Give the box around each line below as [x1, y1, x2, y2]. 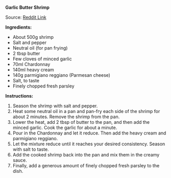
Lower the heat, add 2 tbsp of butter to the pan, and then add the [12, 119, 150, 125]
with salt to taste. [12, 146, 50, 152]
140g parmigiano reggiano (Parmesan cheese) [12, 72, 111, 78]
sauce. [12, 157, 27, 163]
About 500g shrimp [12, 34, 54, 40]
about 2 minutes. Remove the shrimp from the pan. [12, 114, 120, 120]
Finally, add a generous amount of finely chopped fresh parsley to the [12, 163, 160, 168]
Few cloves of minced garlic [12, 56, 72, 62]
